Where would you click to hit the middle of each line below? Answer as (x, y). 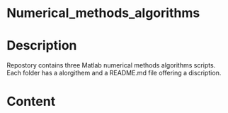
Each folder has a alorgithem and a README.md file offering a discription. (114, 73)
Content (31, 102)
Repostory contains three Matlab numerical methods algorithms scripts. (111, 65)
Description (42, 46)
